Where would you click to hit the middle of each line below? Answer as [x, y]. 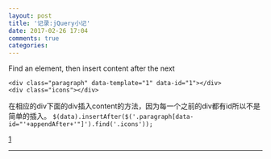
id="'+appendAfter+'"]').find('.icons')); [81, 124]
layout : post [30, 16]
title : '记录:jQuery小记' [50, 23]
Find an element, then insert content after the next [92, 68]
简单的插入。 [29, 116]
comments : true [34, 38]
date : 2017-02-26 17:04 [48, 31]
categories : [28, 46]
